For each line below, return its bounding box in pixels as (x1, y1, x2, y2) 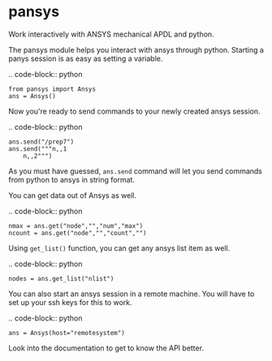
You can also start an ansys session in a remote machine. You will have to (8, 289, 255, 299)
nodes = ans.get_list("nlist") (8, 274, 114, 282)
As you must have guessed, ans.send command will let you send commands (8, 165, 262, 176)
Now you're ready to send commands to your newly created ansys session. (8, 106, 261, 116)
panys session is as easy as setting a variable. (8, 54, 163, 63)
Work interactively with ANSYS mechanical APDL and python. (8, 29, 214, 39)
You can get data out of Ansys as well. (8, 190, 136, 200)
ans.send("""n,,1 (8, 144, 67, 153)
